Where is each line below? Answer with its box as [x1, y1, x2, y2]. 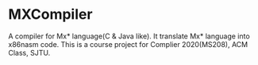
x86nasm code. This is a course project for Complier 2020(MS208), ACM [8, 39, 248, 49]
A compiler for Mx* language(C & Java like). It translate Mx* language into [8, 31, 250, 41]
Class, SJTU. [8, 48, 51, 57]
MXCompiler [8, 5, 93, 23]
